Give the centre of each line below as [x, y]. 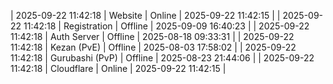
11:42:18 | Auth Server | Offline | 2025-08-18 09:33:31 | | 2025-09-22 [152, 36]
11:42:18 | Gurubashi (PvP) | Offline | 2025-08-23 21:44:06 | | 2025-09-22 [162, 58]
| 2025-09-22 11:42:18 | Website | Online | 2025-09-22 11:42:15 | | [145, 15]
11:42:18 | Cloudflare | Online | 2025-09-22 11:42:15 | [118, 68]
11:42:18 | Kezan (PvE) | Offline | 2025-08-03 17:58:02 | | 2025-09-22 [153, 47]
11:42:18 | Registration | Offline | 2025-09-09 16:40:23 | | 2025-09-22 [166, 26]
